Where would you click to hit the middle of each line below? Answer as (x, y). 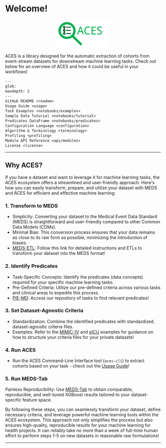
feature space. (37, 400)
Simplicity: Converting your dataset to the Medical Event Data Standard (85, 217)
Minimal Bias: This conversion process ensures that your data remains (84, 232)
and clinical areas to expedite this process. (56, 292)
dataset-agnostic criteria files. (43, 326)
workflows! (17, 72)
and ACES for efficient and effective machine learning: (61, 193)
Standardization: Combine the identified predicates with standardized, (83, 321)
